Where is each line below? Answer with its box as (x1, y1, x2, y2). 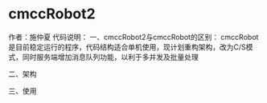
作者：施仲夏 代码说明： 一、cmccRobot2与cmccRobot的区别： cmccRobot (8, 32, 259, 42)
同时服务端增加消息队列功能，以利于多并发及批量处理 (22, 52, 199, 61)
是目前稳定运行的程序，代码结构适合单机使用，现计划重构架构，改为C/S (8, 42, 247, 52)
